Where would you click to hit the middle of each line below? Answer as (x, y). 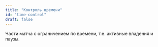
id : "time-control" (26, 15)
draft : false (19, 19)
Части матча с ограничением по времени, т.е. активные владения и (79, 34)
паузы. (12, 39)
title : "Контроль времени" (34, 10)
